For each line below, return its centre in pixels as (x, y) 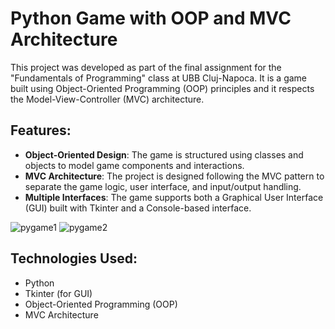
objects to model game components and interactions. (134, 165)
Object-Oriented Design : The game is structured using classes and (164, 154)
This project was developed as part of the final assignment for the (146, 67)
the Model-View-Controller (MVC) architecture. (107, 99)
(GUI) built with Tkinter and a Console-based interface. (138, 208)
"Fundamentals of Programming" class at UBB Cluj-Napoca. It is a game (159, 78)
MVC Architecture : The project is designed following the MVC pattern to (174, 176)
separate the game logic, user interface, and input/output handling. (163, 186)
